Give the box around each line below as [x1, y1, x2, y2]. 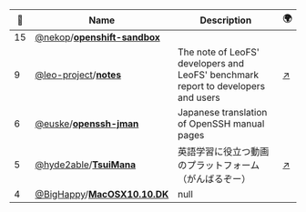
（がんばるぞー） [177, 173, 251, 185]
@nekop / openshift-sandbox [35, 31, 161, 44]
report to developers [177, 80, 266, 92]
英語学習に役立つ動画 [177, 146, 270, 157]
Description [199, 14, 252, 26]
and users [177, 91, 220, 104]
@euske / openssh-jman [35, 117, 139, 130]
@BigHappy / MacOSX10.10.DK [35, 188, 169, 200]
